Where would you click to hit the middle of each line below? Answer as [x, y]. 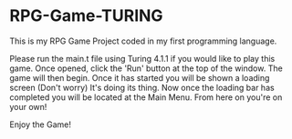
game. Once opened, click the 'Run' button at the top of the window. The [146, 68]
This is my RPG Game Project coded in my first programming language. [143, 41]
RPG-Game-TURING [86, 16]
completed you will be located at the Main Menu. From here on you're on [146, 97]
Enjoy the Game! [40, 124]
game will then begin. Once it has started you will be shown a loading [140, 77]
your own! [28, 106]
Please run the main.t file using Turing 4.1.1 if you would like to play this [142, 58]
